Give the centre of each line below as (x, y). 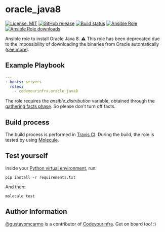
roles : (17, 87)
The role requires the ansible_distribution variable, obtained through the (80, 101)
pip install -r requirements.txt (40, 177)
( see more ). (17, 49)
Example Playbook (35, 65)
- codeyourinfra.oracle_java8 (46, 91)
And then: (15, 187)
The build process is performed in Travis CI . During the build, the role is (80, 135)
